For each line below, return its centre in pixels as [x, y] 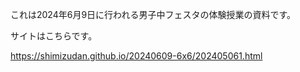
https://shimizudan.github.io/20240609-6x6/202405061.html [136, 56]
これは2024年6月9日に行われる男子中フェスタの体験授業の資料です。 [153, 14]
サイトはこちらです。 [54, 36]
